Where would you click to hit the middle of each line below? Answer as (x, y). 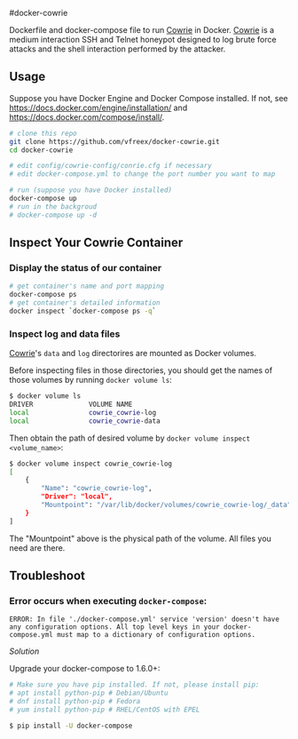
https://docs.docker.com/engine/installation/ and (98, 107)
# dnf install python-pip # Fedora (75, 702)
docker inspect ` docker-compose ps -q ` (83, 311)
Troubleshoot (47, 576)
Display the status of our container (86, 268)
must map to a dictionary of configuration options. (156, 635)
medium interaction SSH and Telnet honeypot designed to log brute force (143, 40)
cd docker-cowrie (41, 150)
